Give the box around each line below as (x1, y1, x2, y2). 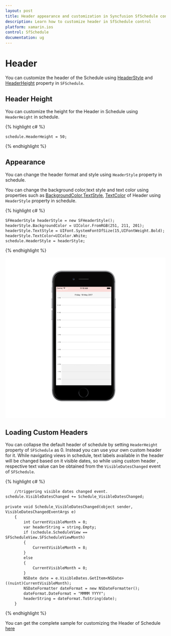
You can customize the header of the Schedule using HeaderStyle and (5, 74, 153, 81)
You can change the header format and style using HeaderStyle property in (5, 171, 162, 177)
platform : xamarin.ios (5, 24, 53, 30)
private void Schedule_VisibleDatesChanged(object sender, (5, 504, 133, 510)
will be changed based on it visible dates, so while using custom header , (5, 458, 159, 464)
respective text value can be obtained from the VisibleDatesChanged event (5, 463, 161, 469)
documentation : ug (5, 35, 44, 40)
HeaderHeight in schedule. (5, 114, 60, 120)
